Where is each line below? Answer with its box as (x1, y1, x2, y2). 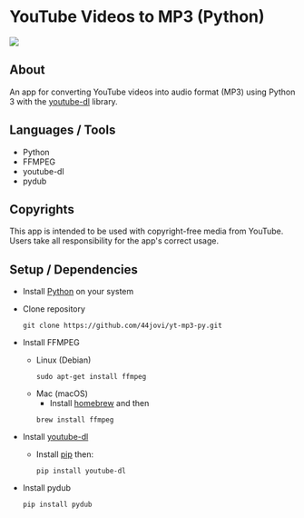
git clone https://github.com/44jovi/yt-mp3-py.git (22, 321, 222, 331)
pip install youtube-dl (35, 466, 127, 476)
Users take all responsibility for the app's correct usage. (9, 235, 220, 246)
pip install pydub (22, 500, 93, 510)
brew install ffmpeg (35, 415, 114, 424)
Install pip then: (35, 449, 94, 460)
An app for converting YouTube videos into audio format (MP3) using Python (9, 86, 296, 97)
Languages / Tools (9, 123, 116, 138)
